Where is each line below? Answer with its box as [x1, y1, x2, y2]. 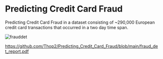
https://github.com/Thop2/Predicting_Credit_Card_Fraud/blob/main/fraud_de [5, 43, 158, 49]
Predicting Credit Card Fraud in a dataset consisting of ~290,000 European [5, 19, 155, 25]
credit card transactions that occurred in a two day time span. [5, 24, 129, 30]
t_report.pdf [5, 48, 29, 54]
